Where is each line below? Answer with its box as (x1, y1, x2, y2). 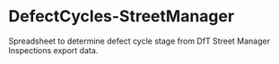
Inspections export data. (8, 44, 99, 55)
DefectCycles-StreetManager (8, 6, 235, 27)
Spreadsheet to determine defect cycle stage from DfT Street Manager (8, 36, 271, 46)
